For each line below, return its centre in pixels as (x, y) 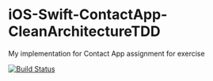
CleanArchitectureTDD (84, 31)
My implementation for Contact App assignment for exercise (106, 53)
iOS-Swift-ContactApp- (88, 15)
